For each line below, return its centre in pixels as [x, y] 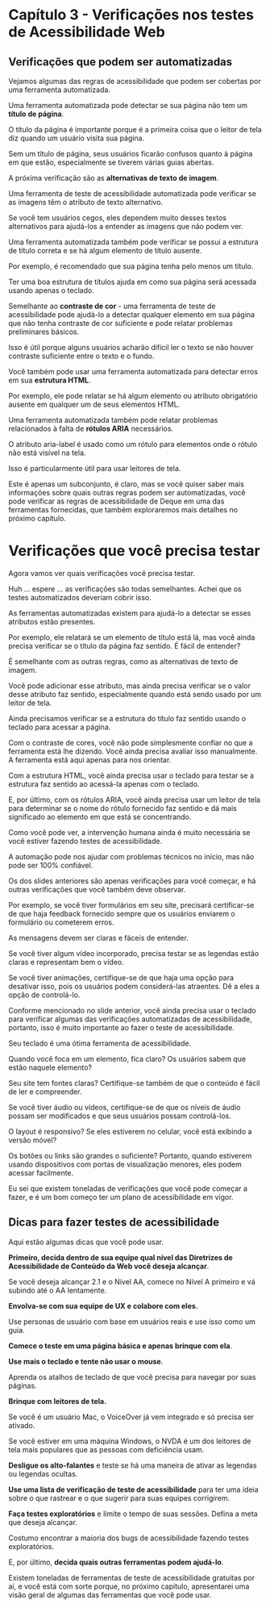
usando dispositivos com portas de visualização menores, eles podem [125, 1164]
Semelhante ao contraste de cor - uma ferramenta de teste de [112, 306]
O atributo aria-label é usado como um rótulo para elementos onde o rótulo [133, 444]
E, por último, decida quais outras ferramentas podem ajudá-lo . [116, 1562]
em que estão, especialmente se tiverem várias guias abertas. [111, 162]
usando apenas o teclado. [51, 290]
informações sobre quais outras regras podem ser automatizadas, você [127, 493]
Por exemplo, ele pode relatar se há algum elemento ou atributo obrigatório [133, 396]
